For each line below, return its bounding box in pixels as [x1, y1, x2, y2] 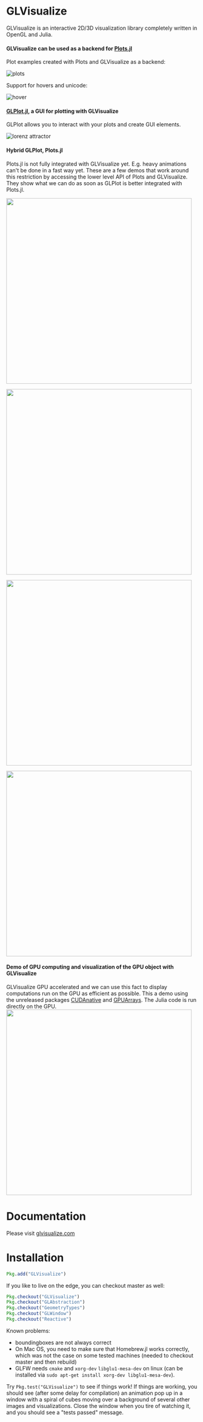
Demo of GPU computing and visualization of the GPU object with [6, 964, 174, 971]
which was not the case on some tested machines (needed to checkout [15, 1352, 194, 1359]
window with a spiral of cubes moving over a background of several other [6, 1395, 190, 1403]
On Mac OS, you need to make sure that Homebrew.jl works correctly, [15, 1345, 190, 1352]
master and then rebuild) [15, 1358, 77, 1366]
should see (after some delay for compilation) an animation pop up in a [6, 1389, 183, 1396]
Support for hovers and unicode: [6, 82, 88, 89]
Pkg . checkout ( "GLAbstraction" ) [6, 1299, 85, 1305]
